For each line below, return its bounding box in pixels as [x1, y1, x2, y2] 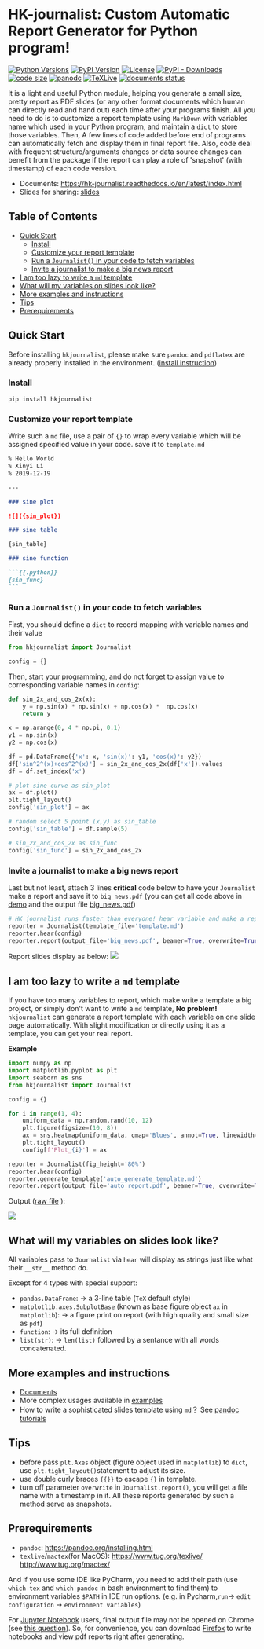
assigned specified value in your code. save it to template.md [8, 440, 206, 449]
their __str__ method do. [8, 1263, 89, 1273]
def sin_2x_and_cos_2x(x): [8, 695, 97, 703]
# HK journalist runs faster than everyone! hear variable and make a [8, 914, 244, 922]
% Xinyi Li [8, 462, 44, 471]
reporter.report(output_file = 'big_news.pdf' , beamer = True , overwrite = [8, 936, 244, 944]
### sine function [8, 555, 68, 562]
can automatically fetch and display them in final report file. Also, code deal [8, 138, 253, 148]
